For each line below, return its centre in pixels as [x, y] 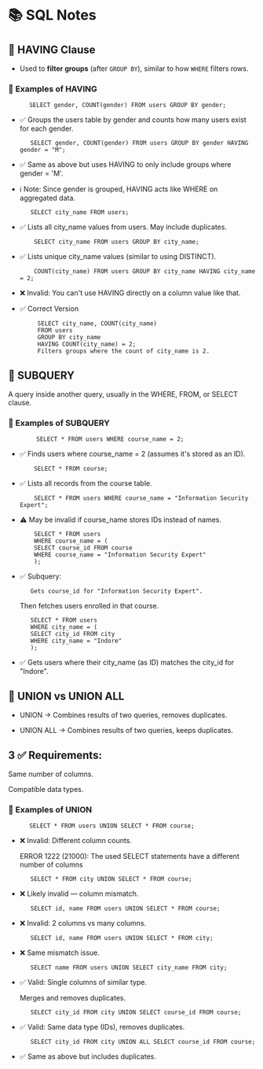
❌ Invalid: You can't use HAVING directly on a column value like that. [130, 293]
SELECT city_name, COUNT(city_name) [97, 324]
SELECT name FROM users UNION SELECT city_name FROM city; [129, 968]
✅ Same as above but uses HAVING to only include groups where [125, 165]
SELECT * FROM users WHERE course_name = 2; [110, 439]
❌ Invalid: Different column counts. [75, 841]
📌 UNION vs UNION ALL [66, 696]
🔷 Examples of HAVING [53, 89]
